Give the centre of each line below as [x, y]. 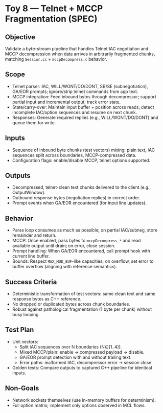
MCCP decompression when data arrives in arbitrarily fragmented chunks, [80, 54]
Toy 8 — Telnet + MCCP [54, 9]
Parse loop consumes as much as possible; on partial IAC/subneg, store [85, 230]
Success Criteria [31, 282]
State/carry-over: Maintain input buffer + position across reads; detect [83, 107]
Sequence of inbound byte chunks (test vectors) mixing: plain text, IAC [83, 150]
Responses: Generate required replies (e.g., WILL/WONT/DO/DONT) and [85, 117]
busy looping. [26, 315]
